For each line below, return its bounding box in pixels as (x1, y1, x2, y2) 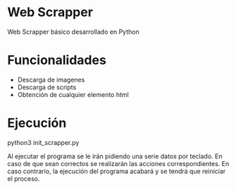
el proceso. (7, 174, 40, 183)
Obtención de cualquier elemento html (17, 90, 129, 99)
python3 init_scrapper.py (7, 138, 80, 146)
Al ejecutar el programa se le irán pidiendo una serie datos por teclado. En (7, 152, 223, 160)
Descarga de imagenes (17, 75, 85, 84)
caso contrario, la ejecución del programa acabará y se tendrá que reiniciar (7, 167, 226, 175)
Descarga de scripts (17, 82, 77, 91)
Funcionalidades (7, 52, 107, 68)
